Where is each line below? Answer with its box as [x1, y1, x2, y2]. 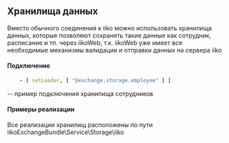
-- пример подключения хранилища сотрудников [7, 89, 154, 97]
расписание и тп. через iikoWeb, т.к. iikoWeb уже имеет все [7, 38, 183, 47]
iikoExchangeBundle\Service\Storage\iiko [7, 128, 124, 137]
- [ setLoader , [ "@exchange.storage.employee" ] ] [19, 77, 171, 84]
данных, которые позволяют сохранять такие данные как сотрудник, [7, 31, 212, 39]
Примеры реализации [7, 105, 74, 113]
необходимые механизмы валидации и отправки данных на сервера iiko [7, 46, 222, 54]
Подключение [7, 61, 50, 70]
